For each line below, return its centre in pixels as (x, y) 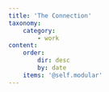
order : (34, 53)
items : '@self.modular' (63, 75)
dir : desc (54, 61)
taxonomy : (25, 23)
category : (40, 30)
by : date (52, 68)
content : (23, 46)
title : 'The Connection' (50, 16)
